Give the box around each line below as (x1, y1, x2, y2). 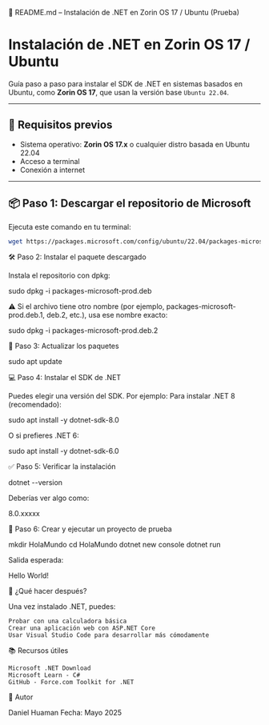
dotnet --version (8, 478, 62, 487)
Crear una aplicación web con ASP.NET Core (8, 624, 156, 632)
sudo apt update (8, 357, 62, 367)
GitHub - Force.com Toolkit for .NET (8, 679, 134, 687)
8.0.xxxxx (8, 509, 40, 519)
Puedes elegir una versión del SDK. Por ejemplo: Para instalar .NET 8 (8, 391, 235, 401)
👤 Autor (8, 692, 34, 702)
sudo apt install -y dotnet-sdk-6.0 (8, 447, 119, 456)
